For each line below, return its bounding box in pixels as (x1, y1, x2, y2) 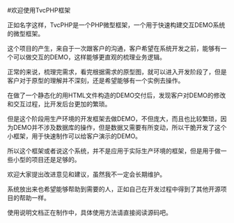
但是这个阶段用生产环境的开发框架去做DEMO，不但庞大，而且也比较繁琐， (7, 115, 221, 123)
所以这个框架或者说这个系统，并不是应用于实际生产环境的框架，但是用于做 (7, 147, 221, 155)
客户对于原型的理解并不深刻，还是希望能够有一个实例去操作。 (7, 76, 185, 85)
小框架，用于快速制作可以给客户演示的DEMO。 (7, 132, 141, 140)
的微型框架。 (7, 30, 44, 38)
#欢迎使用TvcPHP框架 (7, 6, 71, 14)
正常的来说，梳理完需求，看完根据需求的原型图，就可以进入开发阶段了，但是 (7, 68, 227, 76)
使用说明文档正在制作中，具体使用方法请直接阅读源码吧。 (7, 208, 172, 217)
